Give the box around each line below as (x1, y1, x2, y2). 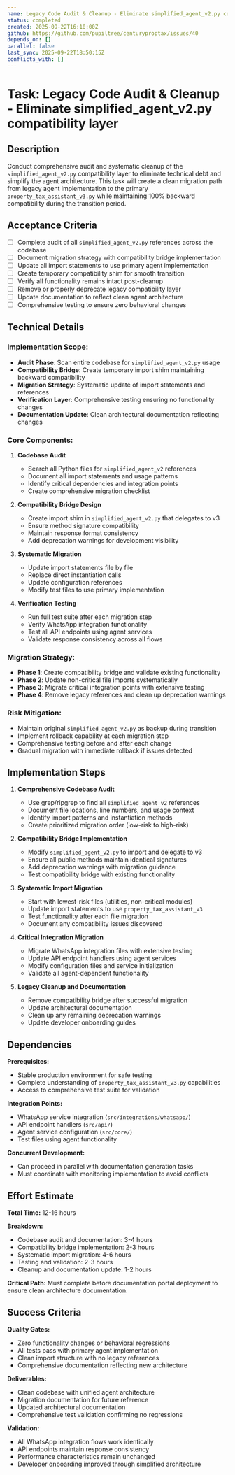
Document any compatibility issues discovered (27, 920, 163, 928)
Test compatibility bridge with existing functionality (27, 870, 176, 878)
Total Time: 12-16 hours (7, 1209, 76, 1217)
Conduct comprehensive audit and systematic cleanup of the (7, 162, 183, 170)
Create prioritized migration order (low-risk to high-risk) (27, 821, 189, 829)
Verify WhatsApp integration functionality (27, 620, 148, 629)
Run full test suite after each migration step (27, 613, 152, 621)
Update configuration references (27, 578, 122, 587)
